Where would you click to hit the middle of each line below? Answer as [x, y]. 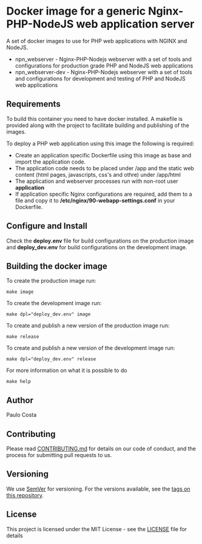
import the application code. [50, 162]
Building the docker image [57, 266]
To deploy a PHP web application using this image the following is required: [100, 143]
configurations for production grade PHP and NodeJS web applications [104, 66]
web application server [135, 24]
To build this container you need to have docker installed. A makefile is [95, 119]
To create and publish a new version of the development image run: [91, 348]
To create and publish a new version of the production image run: [88, 326]
